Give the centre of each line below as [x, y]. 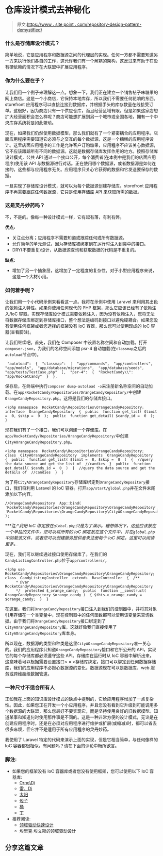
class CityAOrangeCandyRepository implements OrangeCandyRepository [79, 455]
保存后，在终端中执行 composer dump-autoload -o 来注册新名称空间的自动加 [79, 386]
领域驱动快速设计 [36, 825]
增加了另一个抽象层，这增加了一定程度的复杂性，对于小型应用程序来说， [84, 270]
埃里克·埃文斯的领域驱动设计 [48, 831]
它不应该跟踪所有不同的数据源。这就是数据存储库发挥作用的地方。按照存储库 [81, 151]
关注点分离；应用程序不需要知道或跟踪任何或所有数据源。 [69, 237]
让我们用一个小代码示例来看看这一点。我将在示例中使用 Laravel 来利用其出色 [81, 302]
